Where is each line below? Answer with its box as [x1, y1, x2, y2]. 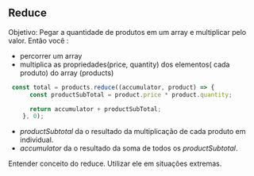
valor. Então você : [8, 36, 69, 45]
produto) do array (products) [19, 67, 114, 78]
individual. [19, 135, 54, 145]
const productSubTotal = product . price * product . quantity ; [29, 90, 233, 98]
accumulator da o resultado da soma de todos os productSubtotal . [19, 143, 238, 153]
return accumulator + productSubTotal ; [29, 105, 161, 113]
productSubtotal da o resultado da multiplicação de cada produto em [19, 127, 246, 136]
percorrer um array [19, 51, 83, 60]
